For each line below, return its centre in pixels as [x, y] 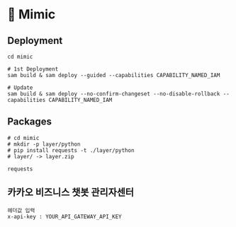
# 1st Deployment [33, 69]
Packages [29, 122]
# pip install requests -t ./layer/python [71, 150]
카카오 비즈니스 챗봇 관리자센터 [71, 193]
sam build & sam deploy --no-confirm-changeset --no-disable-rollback [114, 94]
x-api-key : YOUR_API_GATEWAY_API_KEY [64, 216]
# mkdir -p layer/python [44, 144]
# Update [20, 88]
